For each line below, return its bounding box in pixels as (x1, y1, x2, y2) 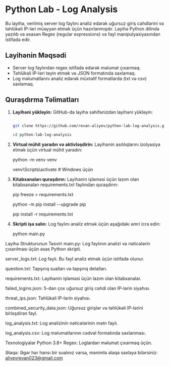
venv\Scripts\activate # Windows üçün (12, 166, 93, 173)
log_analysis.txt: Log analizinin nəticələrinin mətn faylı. (5, 320, 119, 326)
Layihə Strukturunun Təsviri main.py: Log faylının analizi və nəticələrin (5, 241, 150, 247)
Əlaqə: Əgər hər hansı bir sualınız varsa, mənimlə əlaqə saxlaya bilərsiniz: (5, 350, 158, 356)
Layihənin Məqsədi (5, 51, 67, 60)
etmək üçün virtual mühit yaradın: (12, 147, 82, 153)
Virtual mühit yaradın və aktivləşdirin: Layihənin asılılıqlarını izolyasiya (12, 141, 160, 148)
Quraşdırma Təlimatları (5, 95, 79, 104)
